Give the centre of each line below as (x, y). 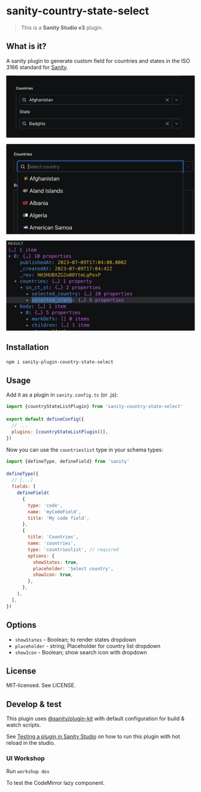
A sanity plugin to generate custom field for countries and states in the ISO (98, 60)
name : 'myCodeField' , (55, 512)
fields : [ (24, 487)
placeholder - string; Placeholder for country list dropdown (87, 646)
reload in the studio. (31, 743)
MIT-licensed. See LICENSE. (41, 686)
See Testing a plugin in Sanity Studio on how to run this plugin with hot (93, 736)
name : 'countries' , (52, 543)
